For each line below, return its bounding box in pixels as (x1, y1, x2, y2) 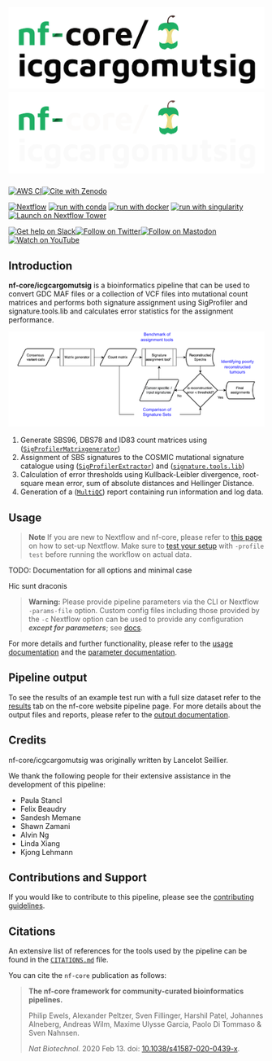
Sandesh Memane (19, 813, 81, 822)
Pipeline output (8, 671, 88, 685)
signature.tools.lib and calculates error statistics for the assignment (8, 306, 234, 316)
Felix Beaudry (19, 804, 67, 813)
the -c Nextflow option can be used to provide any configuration (28, 614, 244, 624)
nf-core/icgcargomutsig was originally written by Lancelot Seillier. (8, 755, 229, 765)
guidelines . (8, 901, 45, 910)
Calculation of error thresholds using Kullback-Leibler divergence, (19, 470, 241, 480)
